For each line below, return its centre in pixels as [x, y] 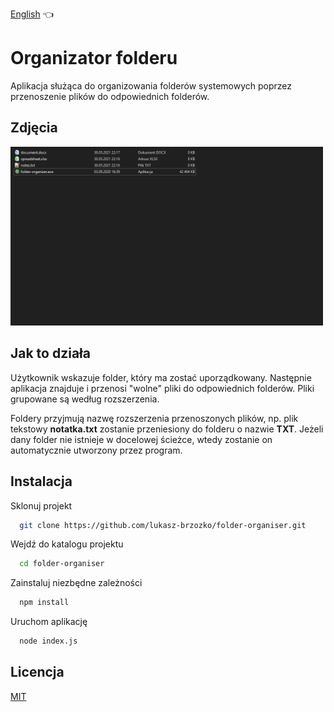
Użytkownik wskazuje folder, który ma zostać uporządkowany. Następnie [161, 377]
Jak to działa [50, 353]
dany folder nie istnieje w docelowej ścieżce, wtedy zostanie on [141, 439]
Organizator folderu [94, 58]
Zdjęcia [34, 128]
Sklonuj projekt [41, 505]
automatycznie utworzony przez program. [96, 450]
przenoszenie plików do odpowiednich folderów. [110, 96]
